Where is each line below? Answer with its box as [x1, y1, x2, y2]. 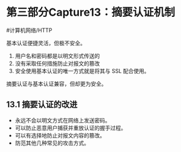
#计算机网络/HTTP [6, 27, 52, 34]
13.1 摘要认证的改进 [6, 100, 78, 110]
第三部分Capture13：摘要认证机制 [6, 5, 175, 19]
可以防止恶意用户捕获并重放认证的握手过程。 [14, 124, 127, 131]
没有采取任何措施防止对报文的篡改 [14, 60, 100, 67]
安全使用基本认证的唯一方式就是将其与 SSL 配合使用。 [14, 67, 150, 74]
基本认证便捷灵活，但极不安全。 [6, 39, 86, 46]
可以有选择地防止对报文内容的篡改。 [14, 131, 106, 139]
